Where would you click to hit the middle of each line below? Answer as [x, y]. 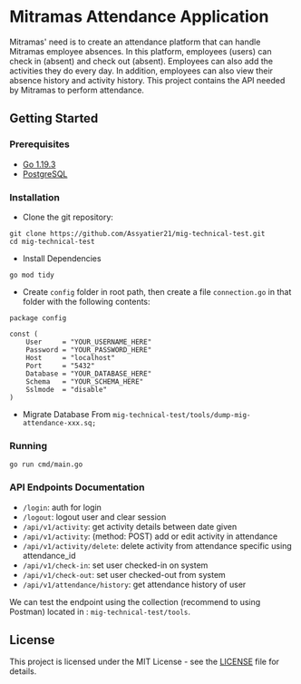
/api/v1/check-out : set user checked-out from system [124, 574]
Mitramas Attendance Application [139, 17]
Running [29, 445]
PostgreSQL [45, 173]
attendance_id [49, 555]
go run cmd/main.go [46, 464]
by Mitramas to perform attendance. [77, 90]
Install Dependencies [62, 258]
